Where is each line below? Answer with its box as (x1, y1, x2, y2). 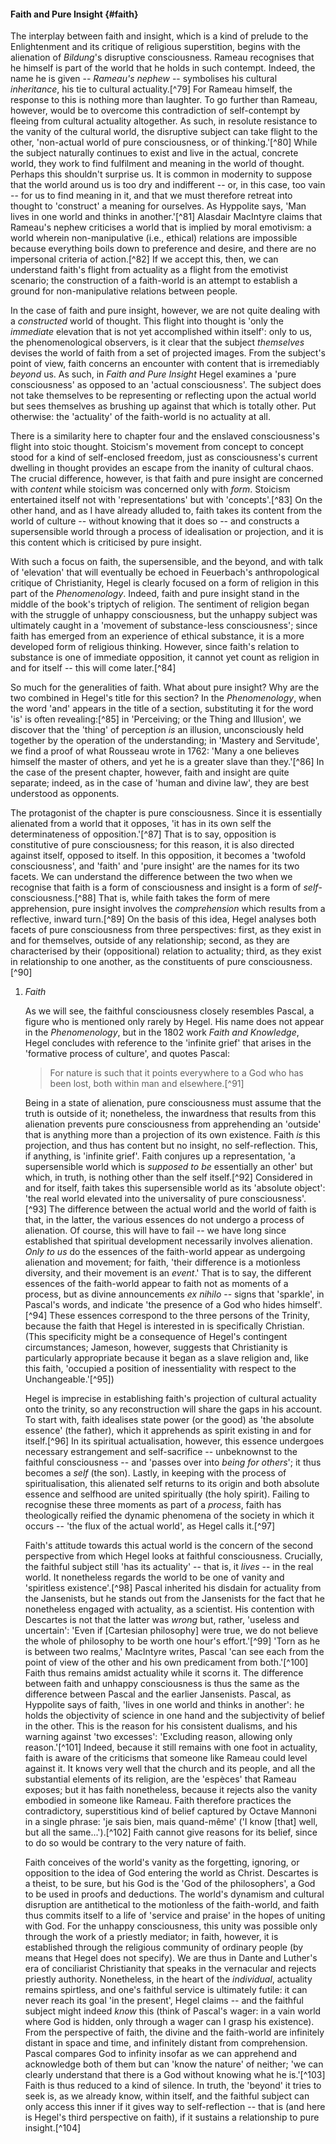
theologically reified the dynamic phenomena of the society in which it (24, 1510, 315, 1522)
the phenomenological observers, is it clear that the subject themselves (10, 336, 305, 349)
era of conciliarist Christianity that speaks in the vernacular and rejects (24, 1963, 317, 1975)
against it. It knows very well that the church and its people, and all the (24, 1763, 316, 1775)
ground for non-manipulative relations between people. (10, 285, 238, 297)
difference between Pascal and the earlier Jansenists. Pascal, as (24, 1688, 292, 1700)
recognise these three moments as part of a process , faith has (24, 1499, 282, 1511)
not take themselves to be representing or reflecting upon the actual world (10, 390, 317, 402)
